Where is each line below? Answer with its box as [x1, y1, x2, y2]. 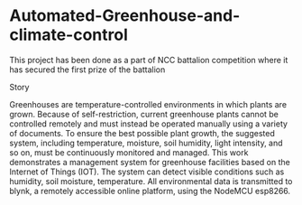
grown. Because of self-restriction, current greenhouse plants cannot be [9, 108, 279, 119]
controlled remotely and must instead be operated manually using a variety [9, 118, 288, 129]
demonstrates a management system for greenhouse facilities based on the [9, 156, 290, 167]
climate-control [9, 24, 129, 45]
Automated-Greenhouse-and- [9, 5, 241, 26]
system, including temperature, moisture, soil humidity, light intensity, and [9, 137, 283, 148]
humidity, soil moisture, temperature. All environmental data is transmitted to [9, 175, 293, 186]
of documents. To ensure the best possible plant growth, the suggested [9, 127, 275, 138]
